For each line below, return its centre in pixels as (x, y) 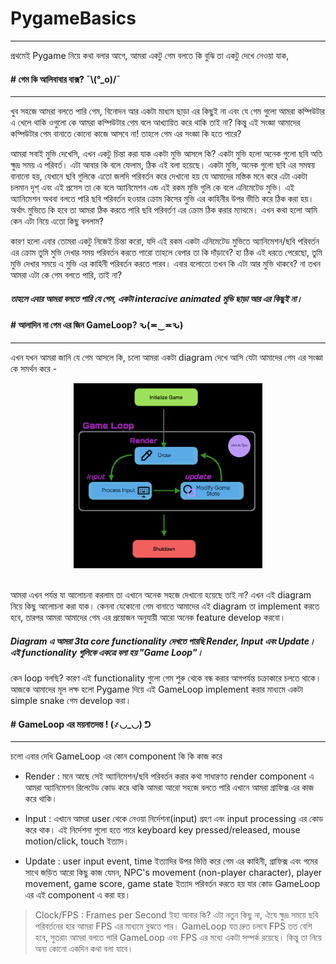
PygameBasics (73, 18)
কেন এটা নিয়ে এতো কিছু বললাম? (57, 221)
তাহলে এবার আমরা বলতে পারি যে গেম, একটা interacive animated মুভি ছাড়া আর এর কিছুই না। (156, 298)
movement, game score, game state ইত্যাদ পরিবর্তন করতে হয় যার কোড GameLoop (172, 884)
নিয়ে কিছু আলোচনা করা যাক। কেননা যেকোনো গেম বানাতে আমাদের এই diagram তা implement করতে (165, 606)
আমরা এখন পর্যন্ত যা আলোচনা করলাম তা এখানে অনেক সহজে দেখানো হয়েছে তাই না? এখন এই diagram (161, 595)
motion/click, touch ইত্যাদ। (77, 841)
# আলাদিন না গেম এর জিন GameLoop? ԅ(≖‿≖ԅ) (97, 325)
